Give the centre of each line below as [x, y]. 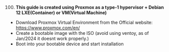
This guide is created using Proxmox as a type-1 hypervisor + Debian [90, 7]
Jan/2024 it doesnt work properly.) [52, 38]
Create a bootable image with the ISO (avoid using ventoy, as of [82, 33]
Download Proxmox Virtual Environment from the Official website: [84, 22]
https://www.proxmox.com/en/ [48, 28]
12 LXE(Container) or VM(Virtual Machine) [61, 13]
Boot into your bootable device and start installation [70, 44]
